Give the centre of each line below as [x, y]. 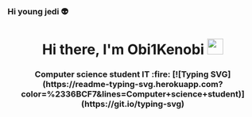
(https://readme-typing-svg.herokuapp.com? [133, 85]
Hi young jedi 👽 [38, 11]
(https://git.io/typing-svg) [133, 104]
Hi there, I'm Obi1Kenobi [123, 50]
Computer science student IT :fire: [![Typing [122, 74]
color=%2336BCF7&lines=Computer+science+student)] [133, 94]
